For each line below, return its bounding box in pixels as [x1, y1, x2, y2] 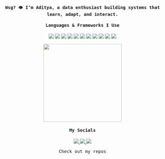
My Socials [69, 128, 96, 133]
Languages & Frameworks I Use [45, 22, 119, 28]
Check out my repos [58, 149, 106, 154]
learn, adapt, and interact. [46, 11, 118, 17]
